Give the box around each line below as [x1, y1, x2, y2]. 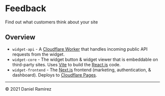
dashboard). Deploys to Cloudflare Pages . [12, 72, 97, 78]
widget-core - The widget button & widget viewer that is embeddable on [12, 57, 158, 62]
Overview [5, 33, 36, 41]
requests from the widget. [12, 51, 65, 57]
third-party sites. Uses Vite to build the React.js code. [12, 61, 121, 67]
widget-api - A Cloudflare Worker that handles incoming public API [12, 46, 148, 52]
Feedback [5, 3, 47, 14]
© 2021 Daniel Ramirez [5, 86, 52, 92]
